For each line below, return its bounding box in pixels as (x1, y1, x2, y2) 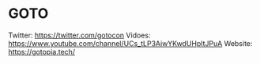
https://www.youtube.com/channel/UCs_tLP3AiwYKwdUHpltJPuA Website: (8, 38, 253, 48)
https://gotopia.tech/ (8, 47, 76, 56)
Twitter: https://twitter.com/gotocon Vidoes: (8, 30, 151, 40)
